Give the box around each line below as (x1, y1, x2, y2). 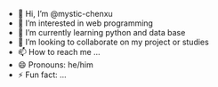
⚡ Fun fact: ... (17, 69, 67, 80)
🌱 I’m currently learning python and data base (17, 28, 186, 37)
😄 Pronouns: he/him (17, 59, 93, 70)
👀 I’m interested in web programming (17, 18, 154, 28)
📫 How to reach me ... (17, 47, 101, 57)
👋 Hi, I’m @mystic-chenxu (17, 9, 113, 19)
